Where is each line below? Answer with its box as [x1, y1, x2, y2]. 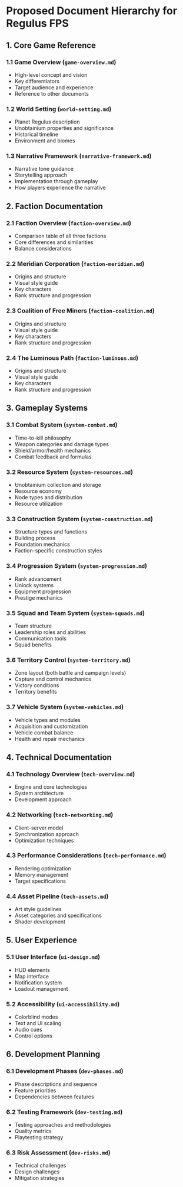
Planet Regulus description [14, 118, 80, 125]
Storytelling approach [14, 171, 68, 178]
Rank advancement [14, 575, 62, 583]
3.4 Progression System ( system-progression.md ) [6, 562, 147, 570]
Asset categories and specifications [14, 912, 102, 919]
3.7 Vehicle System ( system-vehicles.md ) [6, 703, 124, 711]
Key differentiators [14, 77, 60, 84]
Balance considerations [14, 245, 72, 252]
